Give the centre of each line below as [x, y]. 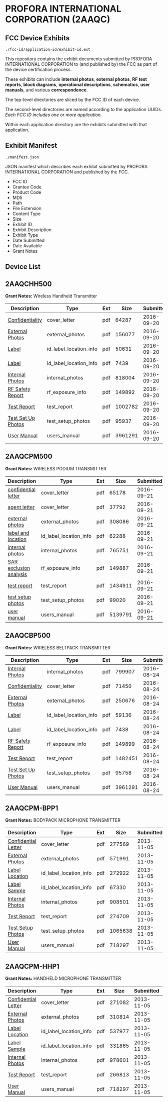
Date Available [27, 245]
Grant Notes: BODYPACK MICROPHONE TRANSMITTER [63, 820]
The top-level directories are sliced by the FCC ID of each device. [73, 99]
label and [18, 533]
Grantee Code [27, 187]
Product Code [27, 192]
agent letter [21, 507]
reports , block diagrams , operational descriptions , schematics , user [77, 84]
